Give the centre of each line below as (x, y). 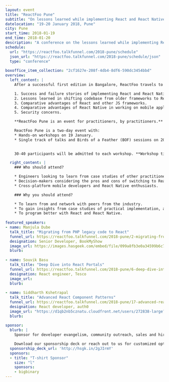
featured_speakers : (26, 223)
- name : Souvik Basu (27, 260)
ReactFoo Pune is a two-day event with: (57, 131)
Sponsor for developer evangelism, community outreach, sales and (85, 335)
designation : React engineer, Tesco (48, 274)
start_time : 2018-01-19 (30, 33)
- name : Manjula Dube (28, 227)
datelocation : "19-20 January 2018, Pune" (50, 24)
